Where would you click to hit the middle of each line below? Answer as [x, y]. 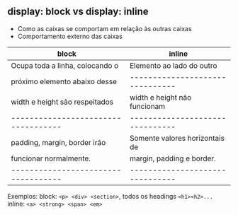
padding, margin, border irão [58, 142]
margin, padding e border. [173, 158]
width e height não [161, 97]
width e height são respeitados [62, 102]
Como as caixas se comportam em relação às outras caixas [105, 28]
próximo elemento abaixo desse [64, 81]
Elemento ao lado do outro [174, 65]
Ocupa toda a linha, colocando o [65, 65]
